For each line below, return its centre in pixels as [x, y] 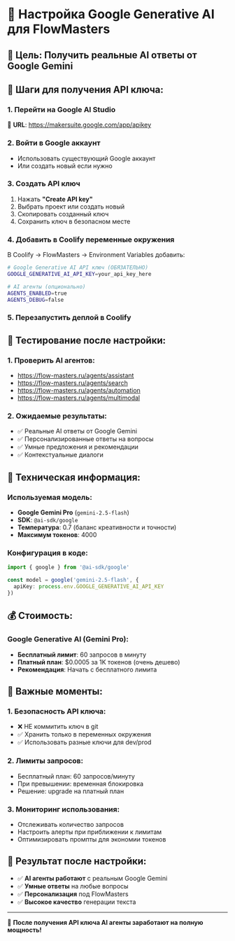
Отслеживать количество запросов [71, 824]
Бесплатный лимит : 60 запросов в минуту [82, 655]
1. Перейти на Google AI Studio [62, 109]
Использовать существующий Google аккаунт [86, 158]
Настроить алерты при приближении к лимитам [90, 832]
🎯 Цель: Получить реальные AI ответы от [102, 55]
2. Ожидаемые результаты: [57, 416]
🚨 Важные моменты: [55, 691]
